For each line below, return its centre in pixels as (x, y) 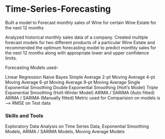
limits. (11, 58)
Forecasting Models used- (32, 68)
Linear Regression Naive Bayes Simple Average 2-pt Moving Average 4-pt (80, 77)
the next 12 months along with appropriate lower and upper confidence (77, 53)
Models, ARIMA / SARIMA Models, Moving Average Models (65, 132)
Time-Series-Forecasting (58, 9)
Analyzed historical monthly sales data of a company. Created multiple (77, 37)
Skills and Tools (24, 116)
